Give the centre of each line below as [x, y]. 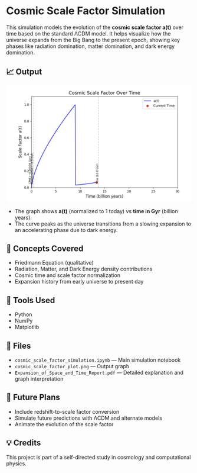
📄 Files [19, 345]
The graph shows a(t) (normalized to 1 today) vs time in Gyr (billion [96, 211]
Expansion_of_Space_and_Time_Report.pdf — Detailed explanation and [99, 373]
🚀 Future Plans [33, 398]
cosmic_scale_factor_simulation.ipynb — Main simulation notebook [98, 360]
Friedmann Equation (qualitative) [54, 263]
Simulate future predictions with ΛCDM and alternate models [88, 418]
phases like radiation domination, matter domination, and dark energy [91, 46]
